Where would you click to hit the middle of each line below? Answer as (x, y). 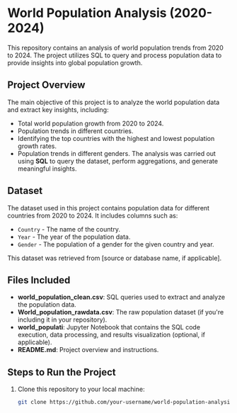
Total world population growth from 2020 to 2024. (91, 123)
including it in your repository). (62, 319)
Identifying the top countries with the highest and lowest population (116, 138)
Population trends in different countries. (75, 131)
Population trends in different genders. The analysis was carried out (116, 153)
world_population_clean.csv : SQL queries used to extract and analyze (121, 297)
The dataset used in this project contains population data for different (109, 208)
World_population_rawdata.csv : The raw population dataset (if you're (121, 312)
